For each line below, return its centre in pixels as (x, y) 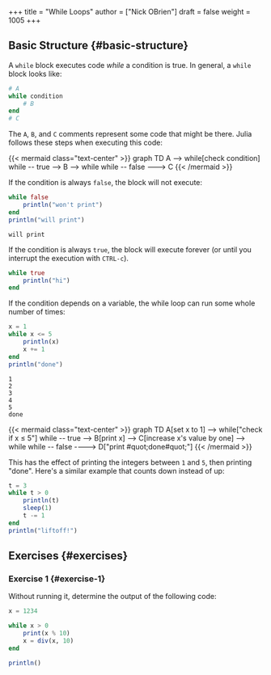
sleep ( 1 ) (38, 508)
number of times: (37, 312)
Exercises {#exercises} (68, 556)
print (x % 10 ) (47, 634)
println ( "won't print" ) (63, 205)
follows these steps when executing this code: (86, 143)
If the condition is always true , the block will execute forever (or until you (130, 249)
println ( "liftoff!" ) (43, 530)
